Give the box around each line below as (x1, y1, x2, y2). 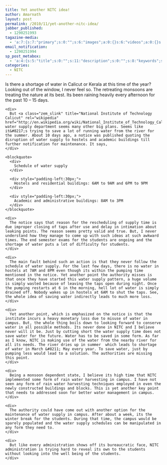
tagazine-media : (5, 35, 39, 40)
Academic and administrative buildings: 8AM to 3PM (14, 198, 123, 203)
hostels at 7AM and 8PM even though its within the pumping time (5, 268, 143, 273)
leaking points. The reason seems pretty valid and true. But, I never (5, 229, 157, 234)
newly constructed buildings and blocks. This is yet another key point (5, 386, 159, 391)
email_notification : (5, 44, 48, 49)
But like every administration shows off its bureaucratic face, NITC (9, 443, 159, 448)
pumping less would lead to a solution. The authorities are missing (5, 351, 153, 356)
